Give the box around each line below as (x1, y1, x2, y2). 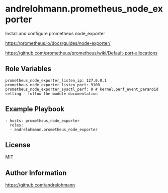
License (5, 141, 31, 149)
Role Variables (5, 65, 51, 73)
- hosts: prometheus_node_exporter (5, 118, 80, 123)
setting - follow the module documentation (5, 91, 98, 96)
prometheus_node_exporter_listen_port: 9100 (5, 82, 100, 87)
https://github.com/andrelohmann (5, 182, 75, 188)
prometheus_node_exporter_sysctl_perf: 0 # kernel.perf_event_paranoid (5, 87, 158, 92)
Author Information (5, 168, 67, 177)
